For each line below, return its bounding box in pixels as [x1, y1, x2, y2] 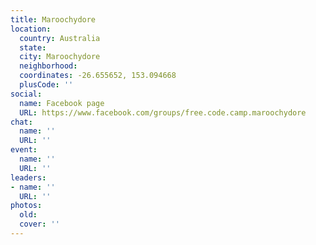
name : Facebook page [19, 98, 105, 108]
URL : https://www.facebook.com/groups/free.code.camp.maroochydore [19, 107, 307, 118]
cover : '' [19, 219, 60, 230]
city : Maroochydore [19, 52, 101, 62]
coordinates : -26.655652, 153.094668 [19, 71, 177, 81]
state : [19, 42, 47, 53]
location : [10, 24, 52, 34]
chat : [10, 117, 33, 127]
